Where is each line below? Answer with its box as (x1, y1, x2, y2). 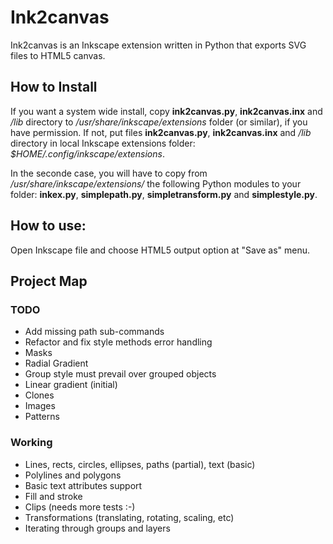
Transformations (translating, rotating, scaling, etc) (24, 511, 235, 523)
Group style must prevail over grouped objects (24, 368, 217, 380)
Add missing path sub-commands (24, 326, 165, 338)
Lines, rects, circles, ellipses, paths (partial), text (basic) (24, 458, 256, 470)
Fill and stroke (24, 490, 83, 502)
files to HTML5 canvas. (10, 49, 106, 61)
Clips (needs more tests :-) (24, 501, 136, 513)
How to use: (10, 217, 87, 235)
